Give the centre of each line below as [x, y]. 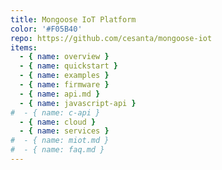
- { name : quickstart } [68, 66]
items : [24, 47]
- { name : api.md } [60, 94]
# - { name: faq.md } [57, 150]
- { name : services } [64, 131]
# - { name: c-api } [55, 112]
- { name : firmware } [64, 85]
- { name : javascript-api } [78, 103]
